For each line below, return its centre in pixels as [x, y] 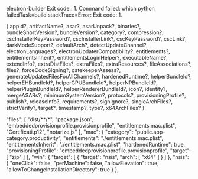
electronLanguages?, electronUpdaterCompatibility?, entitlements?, [88, 51]
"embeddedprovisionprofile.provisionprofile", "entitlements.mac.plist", [91, 126]
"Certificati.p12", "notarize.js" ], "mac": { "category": [70, 132]
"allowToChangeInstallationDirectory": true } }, [63, 170]
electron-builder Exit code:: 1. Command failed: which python [81, 9]
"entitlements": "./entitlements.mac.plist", [113, 138]
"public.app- [150, 132]
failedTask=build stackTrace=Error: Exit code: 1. [64, 15]
